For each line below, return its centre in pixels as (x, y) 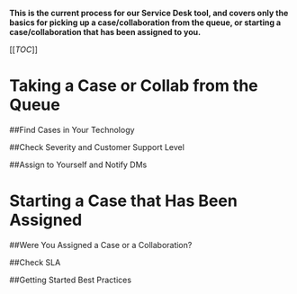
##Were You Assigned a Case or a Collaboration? (101, 245)
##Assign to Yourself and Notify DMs (78, 165)
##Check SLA (35, 262)
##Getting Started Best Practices (71, 280)
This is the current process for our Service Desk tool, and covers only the (149, 13)
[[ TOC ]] (23, 49)
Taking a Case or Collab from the (134, 86)
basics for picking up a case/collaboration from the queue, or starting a (145, 22)
